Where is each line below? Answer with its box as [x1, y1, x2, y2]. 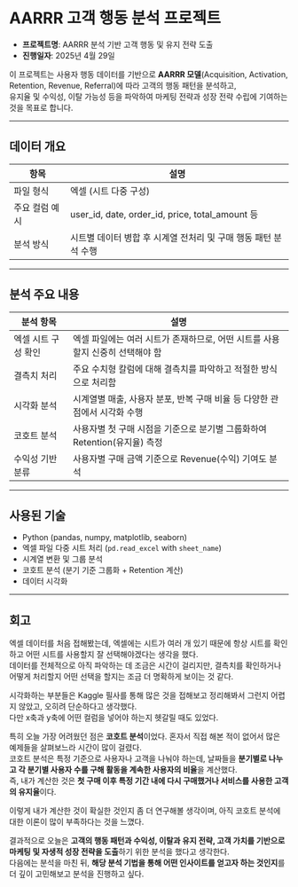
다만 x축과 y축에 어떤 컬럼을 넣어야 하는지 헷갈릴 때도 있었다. [9, 712, 219, 723]
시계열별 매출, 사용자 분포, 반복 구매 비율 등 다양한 [72, 392, 269, 404]
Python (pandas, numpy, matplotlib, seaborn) [21, 532, 188, 543]
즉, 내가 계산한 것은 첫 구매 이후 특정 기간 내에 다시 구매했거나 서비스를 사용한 [9, 775, 273, 786]
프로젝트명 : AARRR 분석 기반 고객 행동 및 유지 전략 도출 [21, 39, 214, 50]
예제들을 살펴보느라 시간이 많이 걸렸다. [9, 742, 142, 753]
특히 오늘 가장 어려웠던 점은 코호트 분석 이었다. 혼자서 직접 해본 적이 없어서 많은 [9, 731, 281, 742]
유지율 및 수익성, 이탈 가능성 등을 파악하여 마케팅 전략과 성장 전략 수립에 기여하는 [9, 90, 288, 102]
